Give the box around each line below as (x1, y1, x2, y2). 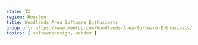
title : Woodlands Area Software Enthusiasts (6, 19, 118, 25)
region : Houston (6, 14, 46, 20)
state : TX (6, 8, 31, 15)
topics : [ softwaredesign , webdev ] (6, 30, 97, 36)
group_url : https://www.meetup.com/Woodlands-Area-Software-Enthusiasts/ (6, 25, 193, 31)
